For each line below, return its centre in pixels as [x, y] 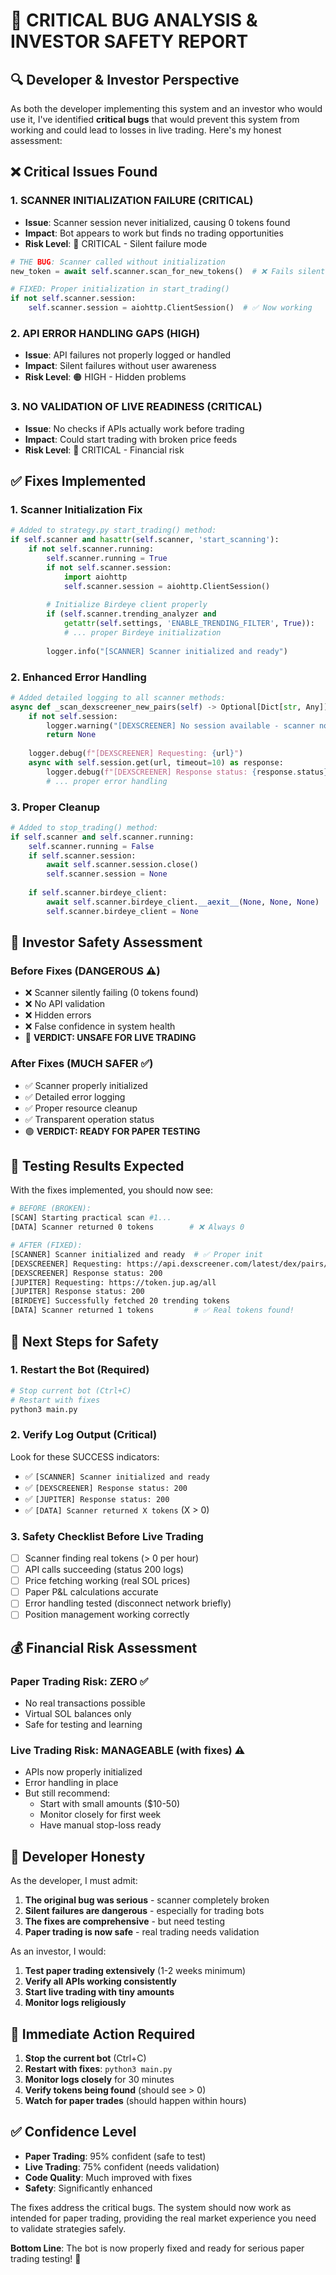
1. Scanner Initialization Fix [76, 509]
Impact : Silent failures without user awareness [120, 366]
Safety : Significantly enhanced [88, 2188]
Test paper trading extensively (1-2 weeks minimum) [135, 1971]
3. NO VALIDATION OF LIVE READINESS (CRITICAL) [136, 407]
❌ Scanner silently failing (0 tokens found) [111, 993]
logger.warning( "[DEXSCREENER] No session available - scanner [180, 725]
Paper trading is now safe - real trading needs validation [142, 1932]
